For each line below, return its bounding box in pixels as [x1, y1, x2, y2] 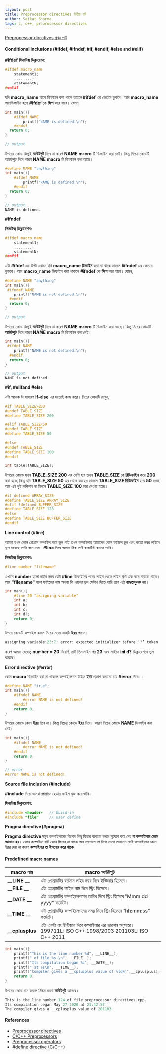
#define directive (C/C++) [12, 1044, 65, 1050]
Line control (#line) [5, 529, 45, 535]
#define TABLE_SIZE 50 [5, 431, 52, 436]
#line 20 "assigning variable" [14, 593, 79, 598]
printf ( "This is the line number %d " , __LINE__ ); [14, 951, 119, 956]
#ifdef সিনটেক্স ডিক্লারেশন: [5, 57, 46, 63]
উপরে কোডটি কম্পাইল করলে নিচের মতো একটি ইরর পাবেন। [5, 630, 89, 635]
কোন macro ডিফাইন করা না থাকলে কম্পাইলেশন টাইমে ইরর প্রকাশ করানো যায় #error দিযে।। [5, 674, 145, 679]
